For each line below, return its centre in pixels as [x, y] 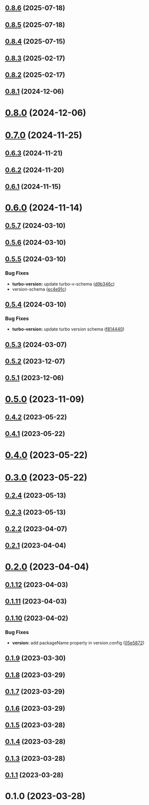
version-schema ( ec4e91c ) [39, 289]
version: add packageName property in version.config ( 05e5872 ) [78, 642]
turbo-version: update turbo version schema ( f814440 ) [68, 329]
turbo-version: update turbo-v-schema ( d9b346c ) [63, 284]
